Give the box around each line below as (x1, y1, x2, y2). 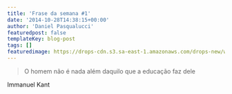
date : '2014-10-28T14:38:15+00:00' (7, 16, 110, 23)
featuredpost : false (7, 29, 67, 36)
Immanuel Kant (7, 80, 50, 89)
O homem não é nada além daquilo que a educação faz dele (23, 67, 195, 75)
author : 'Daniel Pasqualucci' (7, 23, 95, 30)
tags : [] (7, 42, 32, 49)
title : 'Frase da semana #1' (7, 10, 91, 17)
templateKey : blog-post (7, 36, 76, 43)
